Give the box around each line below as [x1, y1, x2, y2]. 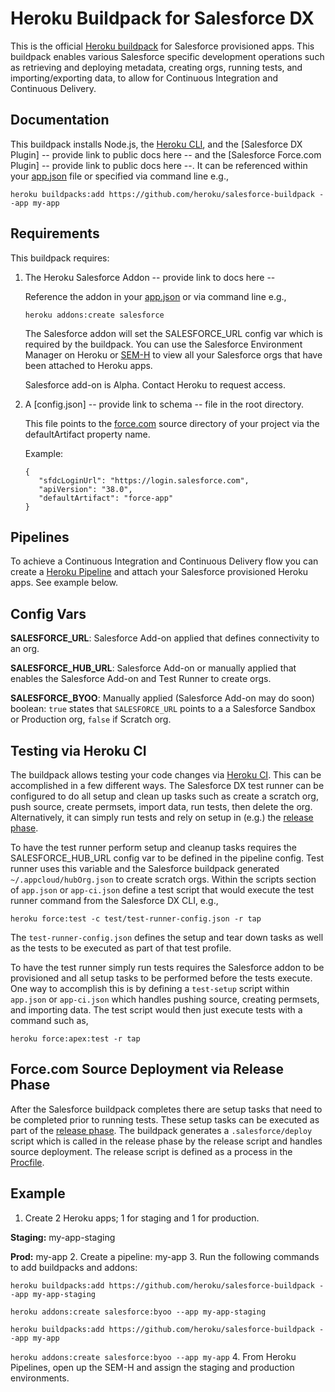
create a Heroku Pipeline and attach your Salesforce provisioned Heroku [10, 566, 309, 578]
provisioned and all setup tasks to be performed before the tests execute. [10, 972, 313, 984]
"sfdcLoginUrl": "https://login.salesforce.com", [38, 475, 250, 486]
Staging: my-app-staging [10, 1231, 116, 1243]
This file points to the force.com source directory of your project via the [24, 417, 320, 429]
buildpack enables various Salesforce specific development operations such [10, 50, 325, 62]
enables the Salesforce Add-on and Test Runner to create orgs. [10, 673, 272, 685]
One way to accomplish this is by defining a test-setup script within [10, 983, 290, 994]
